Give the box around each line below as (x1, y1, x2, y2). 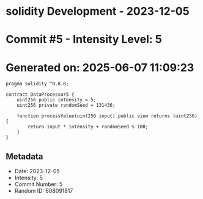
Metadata (6, 151, 43, 162)
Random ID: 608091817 (14, 187, 73, 195)
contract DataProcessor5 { (6, 92, 75, 98)
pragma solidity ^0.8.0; (6, 81, 69, 87)
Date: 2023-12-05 (14, 168, 61, 175)
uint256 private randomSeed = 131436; (17, 103, 116, 109)
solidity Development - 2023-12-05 (6, 4, 190, 18)
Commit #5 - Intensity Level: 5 (6, 33, 163, 47)
